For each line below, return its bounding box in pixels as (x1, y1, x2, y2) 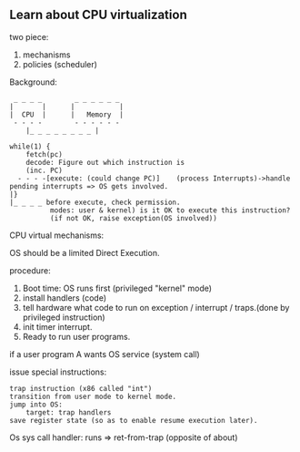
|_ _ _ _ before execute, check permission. (9, 198, 181, 207)
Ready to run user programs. (22, 331, 131, 342)
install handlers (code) (22, 292, 107, 303)
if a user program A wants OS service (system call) (9, 348, 200, 359)
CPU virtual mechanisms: (9, 230, 105, 241)
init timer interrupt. (22, 321, 93, 332)
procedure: (9, 264, 52, 276)
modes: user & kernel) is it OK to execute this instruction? (49, 205, 291, 215)
